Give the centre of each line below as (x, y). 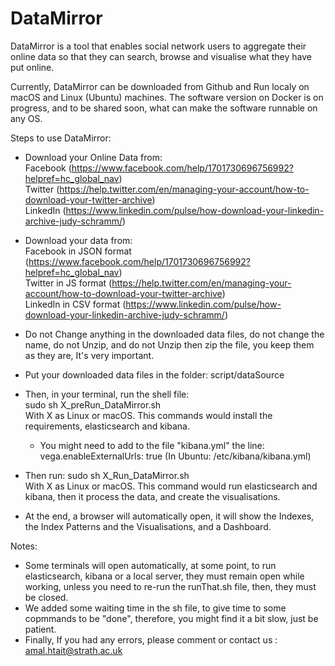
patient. (40, 629)
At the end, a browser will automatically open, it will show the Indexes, (169, 516)
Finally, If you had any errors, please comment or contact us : (151, 639)
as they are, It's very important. (89, 355)
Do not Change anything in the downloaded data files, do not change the (174, 334)
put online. (32, 67)
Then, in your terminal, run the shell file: (107, 394)
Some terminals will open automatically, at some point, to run (150, 565)
